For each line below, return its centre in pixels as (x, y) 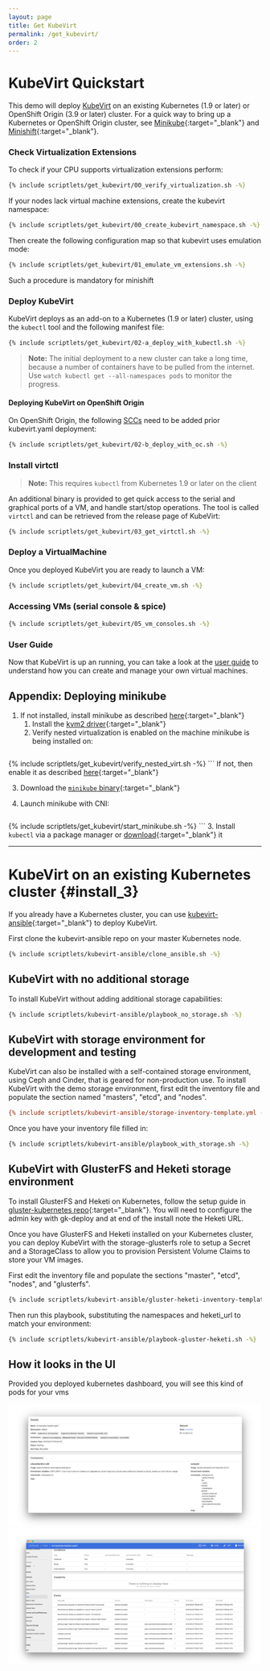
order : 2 (23, 43)
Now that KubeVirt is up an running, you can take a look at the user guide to (133, 662)
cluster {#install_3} (74, 892)
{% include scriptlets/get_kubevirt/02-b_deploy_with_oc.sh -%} (118, 445)
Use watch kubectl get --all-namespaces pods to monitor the (130, 375)
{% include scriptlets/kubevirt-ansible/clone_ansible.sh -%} (115, 954)
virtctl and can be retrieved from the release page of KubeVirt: (115, 516)
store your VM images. (46, 1259)
